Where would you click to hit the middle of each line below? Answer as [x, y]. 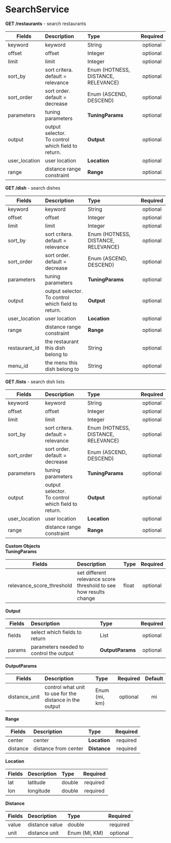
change [86, 598]
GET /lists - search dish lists [35, 382]
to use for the [61, 693]
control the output [52, 653]
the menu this [61, 363]
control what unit [65, 687]
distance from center [58, 748]
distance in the [62, 700]
